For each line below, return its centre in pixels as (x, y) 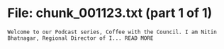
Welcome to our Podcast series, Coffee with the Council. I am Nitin (112, 32)
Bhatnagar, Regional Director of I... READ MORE (80, 38)
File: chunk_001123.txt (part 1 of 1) (110, 13)
